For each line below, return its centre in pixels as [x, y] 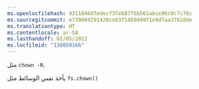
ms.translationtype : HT [41, 26]
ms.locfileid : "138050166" [46, 45]
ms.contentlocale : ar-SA [43, 33]
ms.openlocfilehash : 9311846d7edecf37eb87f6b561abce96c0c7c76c [100, 13]
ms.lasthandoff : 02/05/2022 [48, 39]
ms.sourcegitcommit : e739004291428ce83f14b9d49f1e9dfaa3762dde [100, 20]
